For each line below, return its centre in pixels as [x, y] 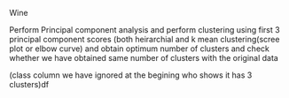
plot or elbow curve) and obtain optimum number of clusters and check [140, 49]
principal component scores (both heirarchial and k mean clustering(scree [144, 39]
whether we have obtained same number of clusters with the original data [144, 58]
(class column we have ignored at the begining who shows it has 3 [131, 75]
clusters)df [29, 84]
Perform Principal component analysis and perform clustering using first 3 [145, 30]
